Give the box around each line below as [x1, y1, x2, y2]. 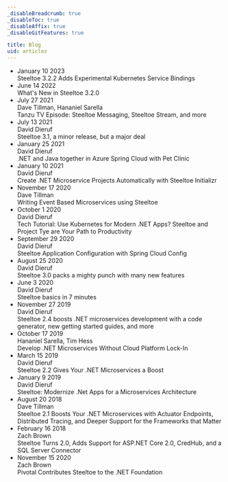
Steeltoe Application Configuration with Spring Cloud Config [16, 249, 187, 257]
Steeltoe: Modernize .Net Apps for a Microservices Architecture [16, 388, 197, 395]
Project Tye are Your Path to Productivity [16, 227, 132, 236]
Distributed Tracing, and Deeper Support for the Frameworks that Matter [16, 417, 222, 425]
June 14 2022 [16, 82, 56, 89]
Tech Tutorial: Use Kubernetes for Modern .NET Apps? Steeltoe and [16, 220, 209, 228]
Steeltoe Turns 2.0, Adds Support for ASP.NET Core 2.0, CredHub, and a [16, 439, 222, 447]
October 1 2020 [16, 205, 62, 214]
